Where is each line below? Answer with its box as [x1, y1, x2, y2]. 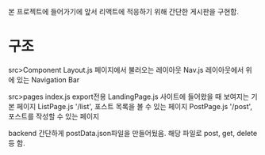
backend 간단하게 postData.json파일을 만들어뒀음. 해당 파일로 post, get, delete [8, 128, 258, 138]
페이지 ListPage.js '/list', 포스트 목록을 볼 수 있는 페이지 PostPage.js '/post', [16, 101, 252, 111]
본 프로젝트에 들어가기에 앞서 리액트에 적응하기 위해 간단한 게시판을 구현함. [8, 7, 240, 16]
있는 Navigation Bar [16, 74, 80, 85]
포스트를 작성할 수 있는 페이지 [8, 112, 100, 121]
